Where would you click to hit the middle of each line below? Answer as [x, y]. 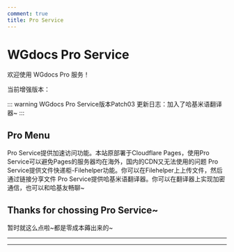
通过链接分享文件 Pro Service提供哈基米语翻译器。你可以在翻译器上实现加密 [116, 179]
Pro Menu [29, 135]
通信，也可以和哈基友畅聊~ [46, 188]
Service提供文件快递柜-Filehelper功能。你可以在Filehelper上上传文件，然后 [115, 171]
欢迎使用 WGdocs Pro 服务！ [48, 74]
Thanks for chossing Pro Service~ [83, 210]
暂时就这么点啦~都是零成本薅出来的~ [60, 228]
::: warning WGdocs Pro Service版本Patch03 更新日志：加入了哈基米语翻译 [115, 104]
